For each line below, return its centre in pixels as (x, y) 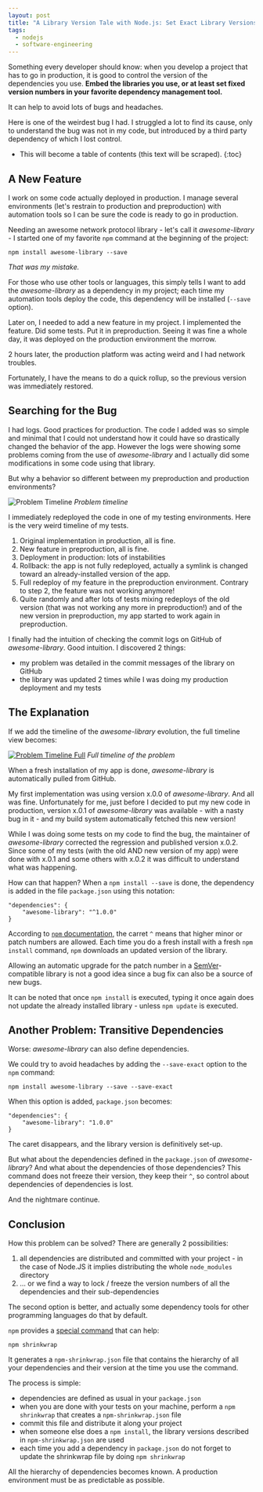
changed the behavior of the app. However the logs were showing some (124, 446)
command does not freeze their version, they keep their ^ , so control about (129, 1176)
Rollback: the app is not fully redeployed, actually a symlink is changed (133, 565)
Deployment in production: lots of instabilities (92, 557)
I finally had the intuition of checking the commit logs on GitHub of (115, 639)
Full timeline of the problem (131, 755)
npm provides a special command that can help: (84, 1330)
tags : (17, 30)
